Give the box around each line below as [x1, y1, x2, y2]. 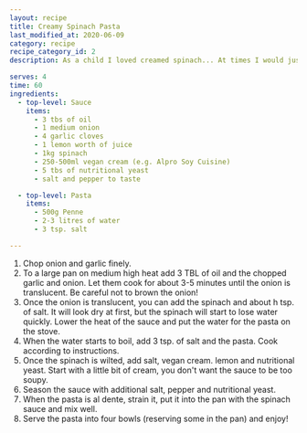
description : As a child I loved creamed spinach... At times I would [9, 56, 284, 65]
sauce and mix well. [22, 403, 98, 414]
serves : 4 [9, 72, 48, 82]
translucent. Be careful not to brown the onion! [22, 287, 199, 298]
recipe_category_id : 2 [9, 48, 96, 57]
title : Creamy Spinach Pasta [9, 22, 121, 31]
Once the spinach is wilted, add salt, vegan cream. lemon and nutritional [22, 354, 295, 365]
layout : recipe [9, 13, 68, 23]
